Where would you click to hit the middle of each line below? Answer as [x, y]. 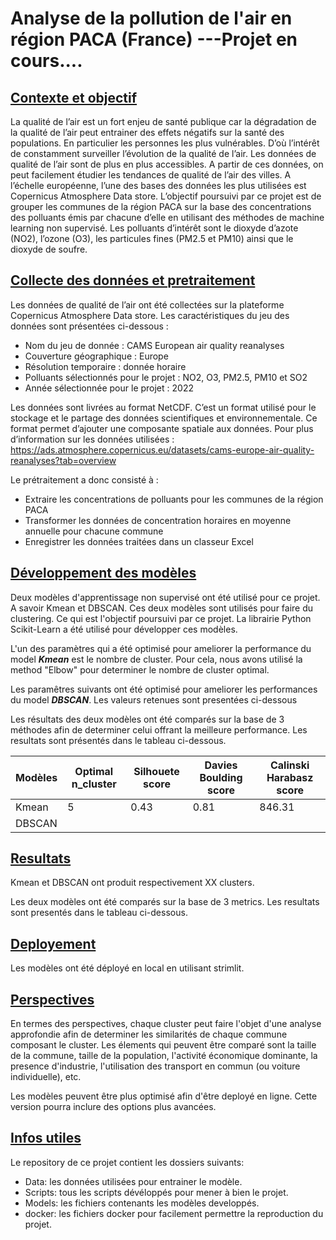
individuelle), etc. [46, 1077]
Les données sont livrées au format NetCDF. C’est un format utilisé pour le [163, 407]
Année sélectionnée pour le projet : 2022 [109, 388]
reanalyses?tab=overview [63, 460]
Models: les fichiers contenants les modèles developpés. [142, 1203]
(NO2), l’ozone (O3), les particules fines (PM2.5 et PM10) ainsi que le [152, 238]
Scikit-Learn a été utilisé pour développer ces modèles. [124, 629]
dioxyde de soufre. [49, 249]
